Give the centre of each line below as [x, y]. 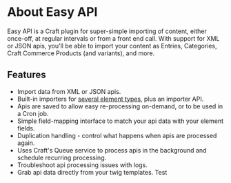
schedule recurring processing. [62, 157]
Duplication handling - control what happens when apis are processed [117, 135]
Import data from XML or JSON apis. [69, 91]
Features [27, 75]
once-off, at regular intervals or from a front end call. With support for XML [113, 38]
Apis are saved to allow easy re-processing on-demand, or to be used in [120, 106]
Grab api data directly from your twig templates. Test [92, 172]
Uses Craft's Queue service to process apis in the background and [112, 150]
